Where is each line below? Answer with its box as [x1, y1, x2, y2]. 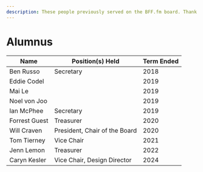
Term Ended [142, 57, 179, 65]
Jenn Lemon [9, 146, 46, 154]
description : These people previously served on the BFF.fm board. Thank [6, 8, 198, 15]
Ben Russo [9, 67, 40, 76]
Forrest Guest [9, 116, 49, 125]
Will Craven [9, 126, 43, 134]
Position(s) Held [72, 57, 120, 65]
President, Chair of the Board [54, 126, 137, 134]
